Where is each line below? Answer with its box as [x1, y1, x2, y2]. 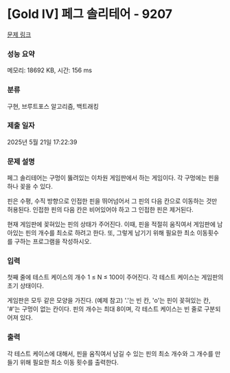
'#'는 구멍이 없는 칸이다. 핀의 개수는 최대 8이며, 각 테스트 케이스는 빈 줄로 [7, 305, 203, 313]
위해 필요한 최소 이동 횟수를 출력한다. [19, 358, 119, 366]
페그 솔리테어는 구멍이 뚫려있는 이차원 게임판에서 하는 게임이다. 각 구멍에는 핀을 [7, 173, 220, 182]
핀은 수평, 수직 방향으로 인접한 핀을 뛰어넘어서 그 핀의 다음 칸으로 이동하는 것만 [7, 197, 218, 205]
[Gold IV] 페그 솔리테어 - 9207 [7, 6, 173, 22]
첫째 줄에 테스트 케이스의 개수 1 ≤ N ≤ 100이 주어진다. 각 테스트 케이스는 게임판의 [7, 273, 224, 281]
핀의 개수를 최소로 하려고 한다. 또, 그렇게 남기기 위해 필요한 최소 [25, 228, 196, 237]
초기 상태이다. [7, 281, 45, 290]
